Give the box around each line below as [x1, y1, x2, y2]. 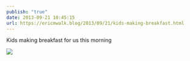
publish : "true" [6, 8, 48, 15]
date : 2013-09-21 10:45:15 [6, 14, 75, 21]
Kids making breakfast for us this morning [6, 37, 112, 44]
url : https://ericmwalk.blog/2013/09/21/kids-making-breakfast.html [6, 20, 185, 26]
